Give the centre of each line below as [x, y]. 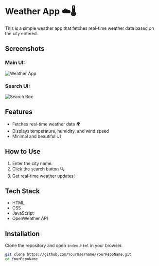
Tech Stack [22, 191]
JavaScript [23, 213]
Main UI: [15, 62]
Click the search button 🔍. [39, 169]
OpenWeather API [30, 218]
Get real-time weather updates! [44, 176]
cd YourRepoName [21, 259]
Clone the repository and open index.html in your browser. [64, 246]
